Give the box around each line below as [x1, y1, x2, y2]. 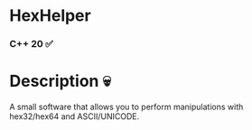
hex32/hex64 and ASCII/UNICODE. [9, 111, 140, 122]
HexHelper [9, 5, 92, 26]
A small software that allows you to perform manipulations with [9, 101, 244, 113]
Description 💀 [9, 71, 111, 91]
